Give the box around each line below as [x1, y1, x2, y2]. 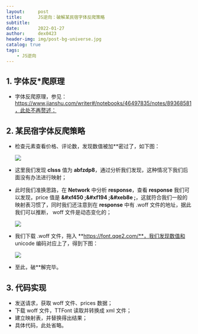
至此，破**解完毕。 [14, 263, 62, 271]
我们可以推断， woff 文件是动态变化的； [14, 209, 112, 216]
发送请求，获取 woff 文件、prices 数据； [14, 300, 113, 307]
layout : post [6, 8, 49, 15]
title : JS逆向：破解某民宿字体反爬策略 [6, 14, 105, 20]
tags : [6, 47, 20, 53]
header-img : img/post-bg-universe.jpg [6, 36, 102, 42]
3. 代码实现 [6, 282, 47, 292]
